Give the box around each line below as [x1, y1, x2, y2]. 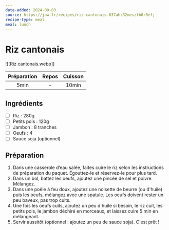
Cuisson [63, 73, 84, 80]
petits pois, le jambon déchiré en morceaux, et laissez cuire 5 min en [12, 208, 158, 214]
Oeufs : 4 [12, 130, 33, 136]
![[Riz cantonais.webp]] [5, 61, 55, 67]
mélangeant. [12, 214, 40, 220]
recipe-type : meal [5, 17, 45, 22]
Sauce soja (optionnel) [12, 136, 61, 142]
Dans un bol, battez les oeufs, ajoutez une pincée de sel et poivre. [12, 175, 153, 182]
